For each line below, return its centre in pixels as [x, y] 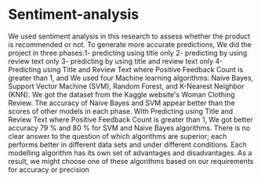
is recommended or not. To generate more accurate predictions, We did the [130, 44]
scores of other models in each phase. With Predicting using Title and [121, 111]
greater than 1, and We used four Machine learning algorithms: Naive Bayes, [131, 78]
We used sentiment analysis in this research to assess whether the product [129, 36]
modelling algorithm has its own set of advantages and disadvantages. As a [130, 153]
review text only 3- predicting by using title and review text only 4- [116, 61]
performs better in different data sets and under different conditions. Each [127, 144]
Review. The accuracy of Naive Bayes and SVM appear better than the [121, 103]
